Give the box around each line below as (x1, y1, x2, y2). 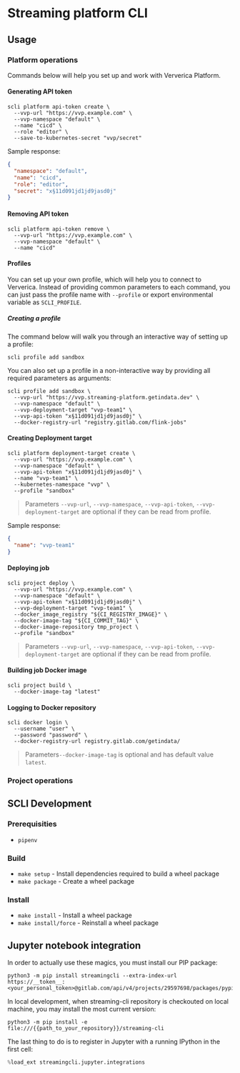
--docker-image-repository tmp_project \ (14, 623, 139, 630)
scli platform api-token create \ (7, 104, 111, 111)
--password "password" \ (14, 732, 88, 739)
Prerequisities (7, 819, 57, 829)
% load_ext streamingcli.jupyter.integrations (7, 1059, 145, 1066)
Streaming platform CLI (7, 5, 149, 21)
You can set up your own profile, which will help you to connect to (7, 275, 202, 284)
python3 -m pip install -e (7, 1019, 88, 1026)
